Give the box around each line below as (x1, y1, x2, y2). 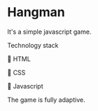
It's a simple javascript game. (7, 27, 92, 36)
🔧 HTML (7, 54, 31, 63)
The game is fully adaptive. (7, 96, 85, 104)
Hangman (7, 4, 65, 20)
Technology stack (7, 41, 59, 49)
